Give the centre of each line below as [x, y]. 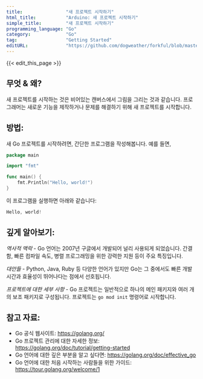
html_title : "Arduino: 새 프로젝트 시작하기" [72, 18]
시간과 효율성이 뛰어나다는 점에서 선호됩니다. [59, 276]
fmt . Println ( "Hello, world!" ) [55, 183]
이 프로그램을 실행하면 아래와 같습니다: [51, 200]
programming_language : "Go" [42, 29]
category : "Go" [42, 35]
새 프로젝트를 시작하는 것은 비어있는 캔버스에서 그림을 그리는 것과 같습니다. [94, 99]
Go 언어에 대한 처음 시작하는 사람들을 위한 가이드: [73, 363]
